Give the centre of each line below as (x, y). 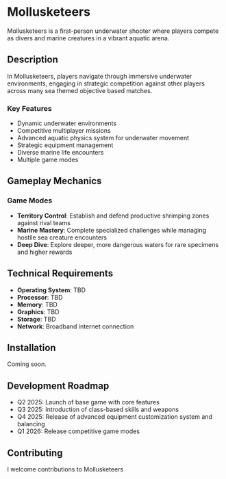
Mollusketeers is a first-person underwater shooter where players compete (113, 31)
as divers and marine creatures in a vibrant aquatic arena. (88, 38)
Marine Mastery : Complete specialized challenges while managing (112, 230)
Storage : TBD (36, 319)
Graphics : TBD (38, 311)
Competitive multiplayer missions (64, 131)
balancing (31, 424)
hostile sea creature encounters (62, 237)
